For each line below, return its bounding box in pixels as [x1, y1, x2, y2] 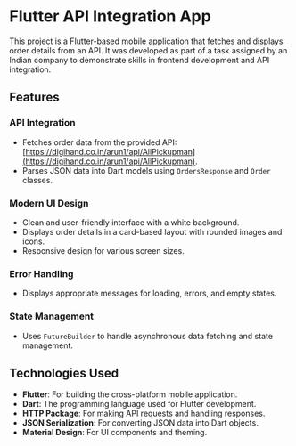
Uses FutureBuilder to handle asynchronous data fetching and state [21, 330, 274, 341]
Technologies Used [9, 365, 119, 380]
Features [9, 90, 60, 105]
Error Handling [9, 267, 74, 280]
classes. [21, 174, 53, 185]
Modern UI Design [9, 197, 89, 209]
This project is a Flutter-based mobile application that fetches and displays [9, 36, 284, 46]
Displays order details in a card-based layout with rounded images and [21, 226, 283, 237]
